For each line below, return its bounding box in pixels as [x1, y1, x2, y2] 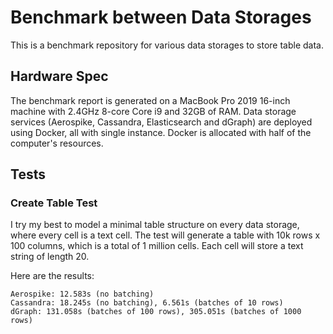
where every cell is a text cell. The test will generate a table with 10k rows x [10, 229, 321, 241]
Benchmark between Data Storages [10, 6, 312, 29]
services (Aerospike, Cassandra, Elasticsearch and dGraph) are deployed [10, 116, 313, 128]
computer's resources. [10, 137, 104, 149]
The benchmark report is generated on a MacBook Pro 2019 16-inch [10, 94, 291, 106]
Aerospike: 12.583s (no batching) [10, 289, 155, 300]
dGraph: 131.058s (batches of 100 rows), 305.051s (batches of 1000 [10, 307, 302, 317]
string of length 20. [10, 251, 90, 263]
